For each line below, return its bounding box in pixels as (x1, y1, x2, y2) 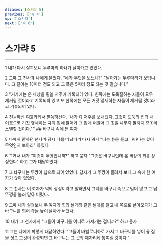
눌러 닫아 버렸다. (17, 192, 49, 197)
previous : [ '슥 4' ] (5, 12, 44, 17)
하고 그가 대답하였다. (20, 159, 59, 165)
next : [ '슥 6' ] (5, 20, 35, 26)
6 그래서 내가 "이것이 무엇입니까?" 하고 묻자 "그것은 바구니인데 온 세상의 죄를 (5, 153, 150, 158)
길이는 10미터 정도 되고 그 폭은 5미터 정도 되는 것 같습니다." (16, 81, 129, 87)
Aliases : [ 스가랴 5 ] (5, 7, 44, 12)
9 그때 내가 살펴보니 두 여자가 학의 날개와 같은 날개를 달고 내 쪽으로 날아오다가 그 (5, 202, 158, 208)
